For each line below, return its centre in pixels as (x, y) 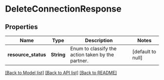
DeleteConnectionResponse (63, 9)
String (58, 55)
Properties (21, 27)
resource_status (27, 55)
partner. (79, 61)
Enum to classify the (93, 48)
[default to (144, 52)
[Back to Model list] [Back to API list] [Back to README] (61, 73)
